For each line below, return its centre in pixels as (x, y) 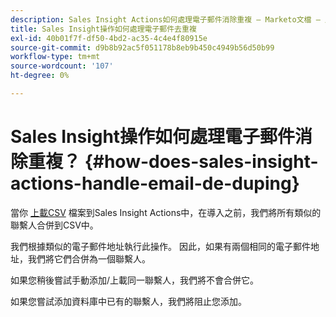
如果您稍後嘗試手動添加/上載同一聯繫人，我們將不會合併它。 (135, 280)
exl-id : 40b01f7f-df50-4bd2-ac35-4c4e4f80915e (109, 38)
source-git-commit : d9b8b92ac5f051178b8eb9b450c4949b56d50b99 (142, 47)
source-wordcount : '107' (62, 66)
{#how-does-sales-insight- (201, 162)
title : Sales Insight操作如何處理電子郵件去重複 (103, 29)
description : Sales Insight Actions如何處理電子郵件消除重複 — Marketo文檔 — (165, 19)
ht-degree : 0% (40, 76)
